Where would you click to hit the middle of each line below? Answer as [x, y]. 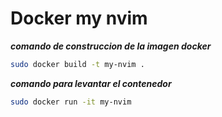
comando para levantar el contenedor [91, 83]
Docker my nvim [79, 18]
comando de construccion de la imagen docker [111, 46]
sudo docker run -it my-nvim [71, 102]
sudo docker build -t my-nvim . [77, 64]
